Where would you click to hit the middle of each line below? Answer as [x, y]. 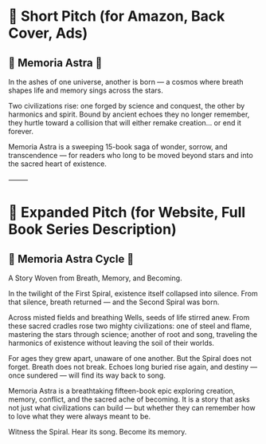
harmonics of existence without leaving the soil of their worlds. [111, 343]
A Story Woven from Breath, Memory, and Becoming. [95, 278]
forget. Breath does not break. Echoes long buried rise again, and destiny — [133, 367]
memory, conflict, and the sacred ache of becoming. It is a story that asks [129, 399]
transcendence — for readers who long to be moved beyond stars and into [131, 155]
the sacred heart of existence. [58, 164]
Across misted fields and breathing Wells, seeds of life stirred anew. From [129, 317]
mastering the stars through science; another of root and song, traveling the [133, 334]
